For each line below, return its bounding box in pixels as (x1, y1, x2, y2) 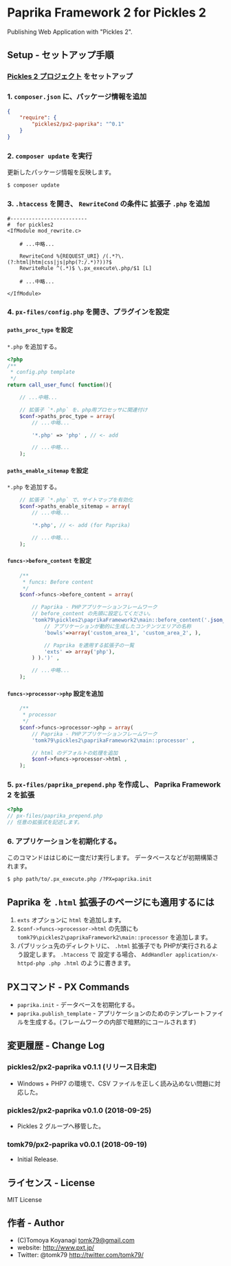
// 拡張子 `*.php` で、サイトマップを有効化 (19, 497, 133, 504)
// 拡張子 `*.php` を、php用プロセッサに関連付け (19, 406, 148, 413)
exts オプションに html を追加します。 (16, 916, 125, 924)
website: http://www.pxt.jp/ (16, 1243, 95, 1252)
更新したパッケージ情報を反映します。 (7, 168, 115, 176)
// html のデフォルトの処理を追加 (32, 749, 118, 756)
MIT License (7, 1196, 43, 1204)
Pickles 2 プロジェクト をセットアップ (7, 72, 133, 81)
